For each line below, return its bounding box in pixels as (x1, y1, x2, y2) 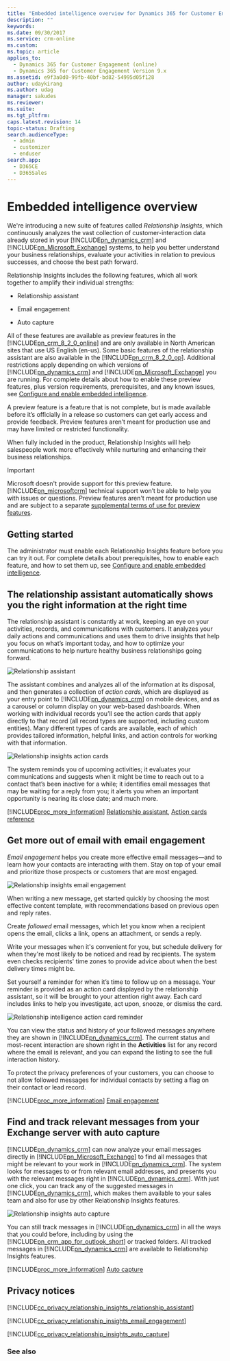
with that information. (7, 738, 67, 747)
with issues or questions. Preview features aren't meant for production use (7, 494, 218, 503)
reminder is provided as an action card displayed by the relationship (7, 985, 199, 993)
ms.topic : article (7, 49, 60, 56)
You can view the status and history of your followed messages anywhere (7, 1026, 216, 1034)
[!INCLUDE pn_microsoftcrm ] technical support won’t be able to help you (7, 487, 212, 495)
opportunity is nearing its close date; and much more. (7, 795, 159, 803)
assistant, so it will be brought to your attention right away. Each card (7, 992, 202, 1000)
